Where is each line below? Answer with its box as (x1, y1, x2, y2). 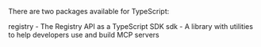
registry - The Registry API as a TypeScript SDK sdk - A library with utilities (8, 22, 254, 31)
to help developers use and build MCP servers (8, 31, 160, 39)
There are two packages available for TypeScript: (8, 7, 170, 16)
